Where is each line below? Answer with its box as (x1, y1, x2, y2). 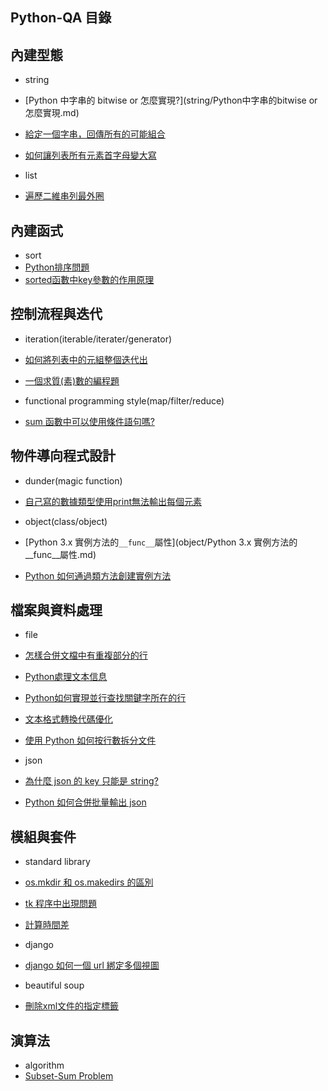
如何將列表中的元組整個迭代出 (24, 353, 148, 365)
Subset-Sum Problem (24, 1070, 114, 1082)
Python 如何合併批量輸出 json (24, 796, 147, 808)
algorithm (24, 1059, 65, 1072)
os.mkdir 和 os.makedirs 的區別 (24, 876, 154, 888)
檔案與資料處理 (10, 602, 103, 619)
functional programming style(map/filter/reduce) (24, 394, 225, 407)
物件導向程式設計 (10, 448, 116, 465)
